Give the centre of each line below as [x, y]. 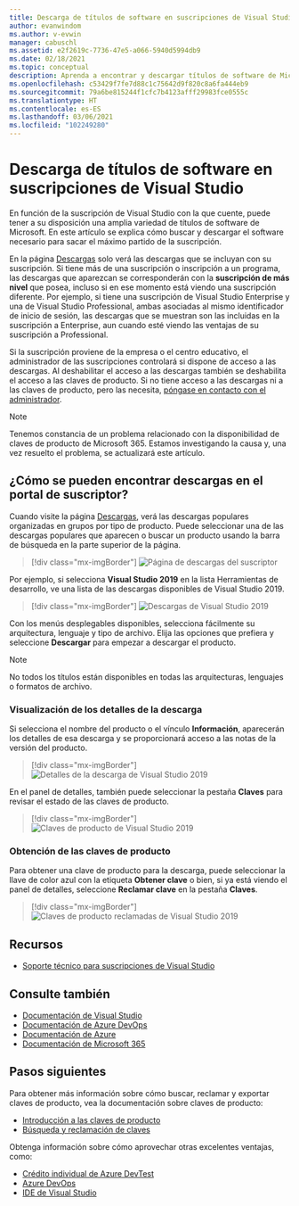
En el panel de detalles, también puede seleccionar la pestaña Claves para [146, 792]
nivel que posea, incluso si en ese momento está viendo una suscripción [143, 287]
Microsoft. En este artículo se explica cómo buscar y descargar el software [147, 232]
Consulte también [60, 994]
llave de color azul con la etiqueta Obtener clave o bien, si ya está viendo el [148, 880]
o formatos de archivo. [51, 686]
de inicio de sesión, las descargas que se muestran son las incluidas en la [145, 315]
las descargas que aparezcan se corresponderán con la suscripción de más [149, 277]
